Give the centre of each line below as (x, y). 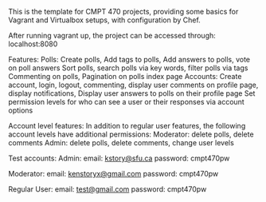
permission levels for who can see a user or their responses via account (126, 102)
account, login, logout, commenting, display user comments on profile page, (133, 85)
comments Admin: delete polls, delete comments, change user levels (121, 143)
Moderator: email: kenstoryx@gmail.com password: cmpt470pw (113, 174)
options (21, 110)
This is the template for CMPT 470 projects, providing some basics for (123, 12)
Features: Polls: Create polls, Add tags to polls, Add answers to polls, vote (129, 59)
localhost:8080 (33, 44)
